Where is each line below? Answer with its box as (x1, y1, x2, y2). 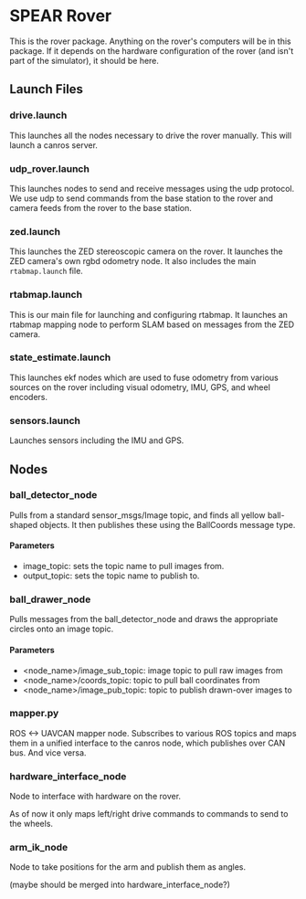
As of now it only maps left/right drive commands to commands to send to (9, 809, 289, 820)
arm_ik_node (9, 841, 69, 854)
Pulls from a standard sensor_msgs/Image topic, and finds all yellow (9, 509, 266, 521)
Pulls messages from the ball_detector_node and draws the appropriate (9, 614, 279, 625)
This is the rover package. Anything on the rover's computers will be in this (9, 36, 291, 47)
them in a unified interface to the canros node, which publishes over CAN (9, 737, 286, 748)
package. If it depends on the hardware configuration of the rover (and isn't (9, 45, 294, 56)
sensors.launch (9, 414, 80, 427)
